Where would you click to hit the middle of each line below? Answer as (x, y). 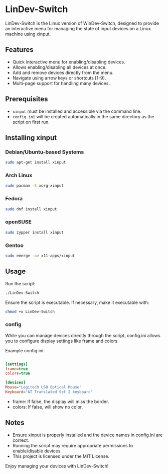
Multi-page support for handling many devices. (61, 83)
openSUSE (18, 222)
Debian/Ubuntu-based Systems (45, 152)
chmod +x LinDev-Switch (30, 311)
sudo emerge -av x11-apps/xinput (40, 256)
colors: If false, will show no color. (48, 407)
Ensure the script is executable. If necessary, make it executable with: (77, 302)
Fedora (14, 199)
